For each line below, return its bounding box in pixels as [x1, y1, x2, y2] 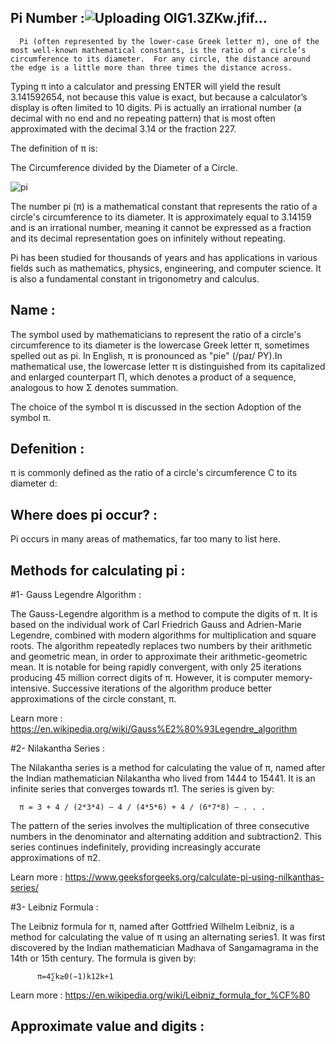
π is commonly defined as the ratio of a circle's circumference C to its [10, 467, 298, 479]
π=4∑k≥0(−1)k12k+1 [36, 972, 114, 982]
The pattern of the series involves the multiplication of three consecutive [10, 820, 310, 832]
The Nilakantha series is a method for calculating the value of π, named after [10, 762, 326, 774]
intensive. [10, 682, 51, 695]
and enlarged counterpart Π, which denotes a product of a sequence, [10, 371, 297, 383]
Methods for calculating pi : [10, 562, 186, 579]
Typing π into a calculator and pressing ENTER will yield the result [10, 80, 282, 92]
